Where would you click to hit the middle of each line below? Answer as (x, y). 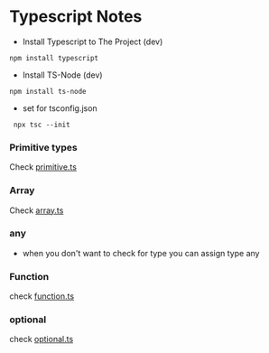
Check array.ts (37, 210)
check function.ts (42, 296)
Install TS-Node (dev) (62, 75)
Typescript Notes (76, 17)
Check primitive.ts (43, 167)
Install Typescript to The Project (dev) (93, 42)
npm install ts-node (48, 91)
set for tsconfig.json (60, 108)
